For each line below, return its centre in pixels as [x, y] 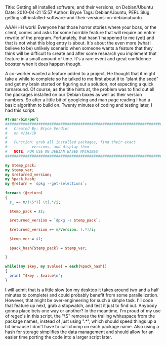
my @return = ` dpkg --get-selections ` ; [46, 184]
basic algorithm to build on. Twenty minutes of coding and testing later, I [79, 105]
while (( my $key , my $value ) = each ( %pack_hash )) [56, 266]
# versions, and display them [47, 147]
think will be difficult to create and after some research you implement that [81, 53]
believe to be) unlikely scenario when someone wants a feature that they [79, 48]
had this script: [20, 110]
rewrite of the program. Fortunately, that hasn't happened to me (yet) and [80, 38]
